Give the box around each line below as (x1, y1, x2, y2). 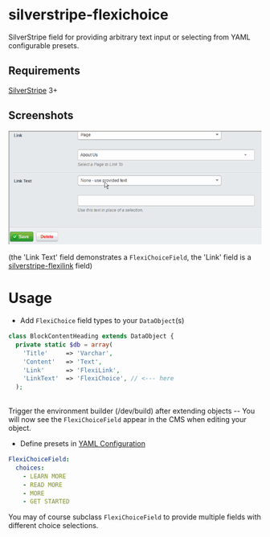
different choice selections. (8, 521, 99, 531)
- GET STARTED (22, 498, 70, 506)
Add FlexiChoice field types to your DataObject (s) (19, 316, 185, 326)
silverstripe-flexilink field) (8, 261, 93, 271)
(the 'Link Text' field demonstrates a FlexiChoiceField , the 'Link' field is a (8, 252, 252, 262)
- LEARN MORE (22, 472, 67, 480)
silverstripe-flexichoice (8, 6, 169, 24)
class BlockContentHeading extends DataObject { (8, 332, 174, 341)
